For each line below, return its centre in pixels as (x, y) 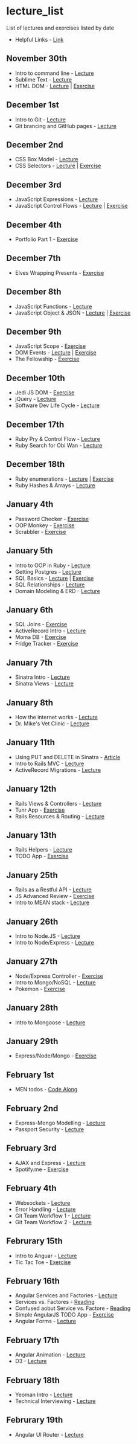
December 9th (34, 332)
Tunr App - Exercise (40, 810)
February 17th (33, 1340)
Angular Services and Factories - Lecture (66, 1295)
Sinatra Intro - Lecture (43, 677)
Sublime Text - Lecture (43, 79)
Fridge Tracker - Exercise (46, 644)
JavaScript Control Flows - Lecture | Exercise (71, 206)
